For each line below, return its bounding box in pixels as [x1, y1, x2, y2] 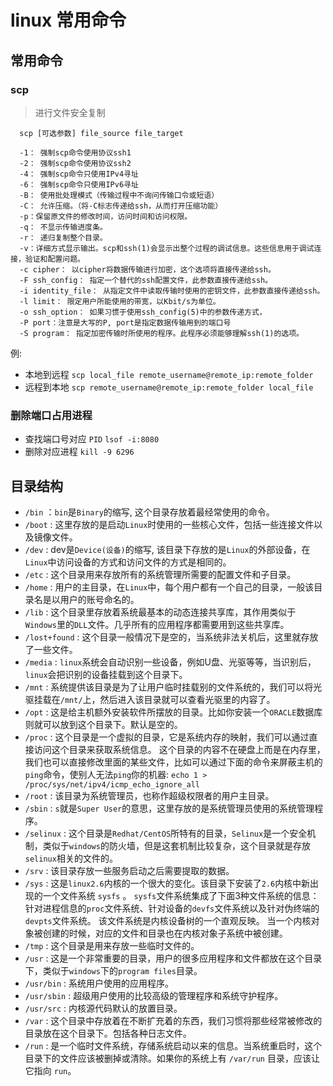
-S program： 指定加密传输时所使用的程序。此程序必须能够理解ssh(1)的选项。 [19, 328, 304, 338]
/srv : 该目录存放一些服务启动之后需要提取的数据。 [24, 864, 235, 876]
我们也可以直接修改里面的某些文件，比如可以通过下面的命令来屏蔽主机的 [24, 756, 323, 768]
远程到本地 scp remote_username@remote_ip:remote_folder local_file [24, 381, 314, 393]
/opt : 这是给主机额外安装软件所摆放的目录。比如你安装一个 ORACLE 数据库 [24, 706, 323, 718]
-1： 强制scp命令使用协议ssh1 [19, 147, 132, 158]
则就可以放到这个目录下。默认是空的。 [24, 718, 183, 730]
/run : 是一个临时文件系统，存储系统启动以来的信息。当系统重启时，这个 [24, 1039, 323, 1051]
